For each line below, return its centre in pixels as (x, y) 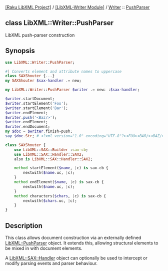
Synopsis (20, 51)
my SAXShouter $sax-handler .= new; (43, 81)
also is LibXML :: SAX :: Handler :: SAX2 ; (53, 159)
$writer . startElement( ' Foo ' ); (37, 103)
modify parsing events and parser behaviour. (51, 263)
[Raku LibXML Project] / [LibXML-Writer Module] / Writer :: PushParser (77, 7)
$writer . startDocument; (30, 99)
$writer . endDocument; (28, 127)
